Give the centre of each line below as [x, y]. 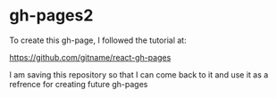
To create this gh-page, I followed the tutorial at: [98, 40]
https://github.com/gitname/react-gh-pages [90, 57]
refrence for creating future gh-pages [79, 84]
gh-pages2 [51, 16]
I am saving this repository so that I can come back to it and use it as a [139, 74]
